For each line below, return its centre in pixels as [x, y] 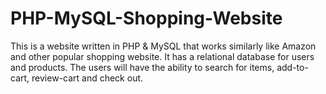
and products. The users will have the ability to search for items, [142, 67]
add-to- [292, 67]
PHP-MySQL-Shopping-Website [146, 18]
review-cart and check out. [87, 78]
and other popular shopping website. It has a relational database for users [162, 56]
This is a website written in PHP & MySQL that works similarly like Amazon [163, 46]
